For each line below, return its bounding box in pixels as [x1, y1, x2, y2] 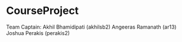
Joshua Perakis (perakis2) [6, 29, 70, 36]
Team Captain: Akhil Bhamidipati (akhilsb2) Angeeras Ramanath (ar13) [6, 23, 177, 30]
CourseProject [6, 4, 79, 17]
